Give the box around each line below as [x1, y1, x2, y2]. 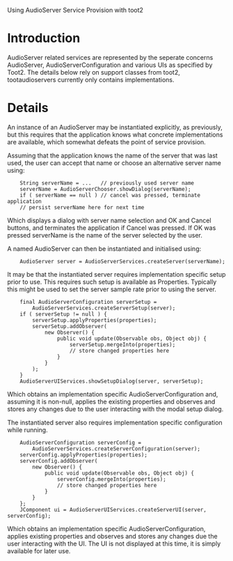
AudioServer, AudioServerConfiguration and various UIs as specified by [7, 61, 213, 69]
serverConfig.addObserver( [19, 457, 98, 464]
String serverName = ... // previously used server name [19, 179, 195, 187]
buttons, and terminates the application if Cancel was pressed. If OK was [7, 223, 216, 232]
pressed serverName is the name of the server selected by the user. [7, 231, 203, 239]
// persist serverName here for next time [19, 203, 145, 211]
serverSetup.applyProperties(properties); [32, 316, 157, 323]
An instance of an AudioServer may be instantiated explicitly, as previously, [7, 123, 223, 131]
